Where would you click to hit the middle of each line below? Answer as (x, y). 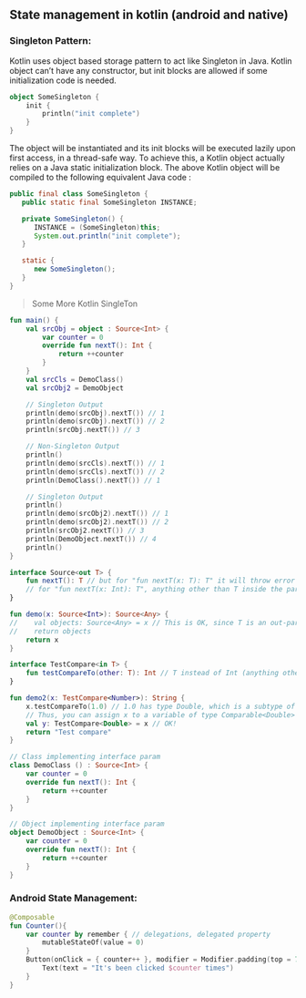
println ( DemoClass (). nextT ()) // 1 (93, 480)
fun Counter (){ (38, 926)
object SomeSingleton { (55, 97)
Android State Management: (74, 899)
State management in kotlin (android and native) (149, 15)
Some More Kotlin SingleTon (85, 304)
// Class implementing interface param (85, 757)
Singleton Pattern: (51, 41)
